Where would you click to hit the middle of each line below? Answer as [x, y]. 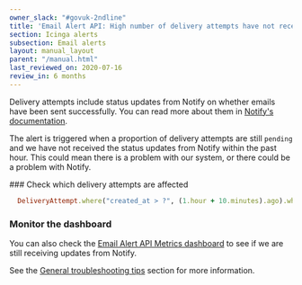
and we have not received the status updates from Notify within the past [143, 147]
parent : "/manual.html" [54, 59]
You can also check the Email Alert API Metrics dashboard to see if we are [147, 243]
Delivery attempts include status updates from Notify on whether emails [142, 102]
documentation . [39, 120]
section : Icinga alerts [54, 34]
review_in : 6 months [48, 76]
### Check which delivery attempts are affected [99, 184]
